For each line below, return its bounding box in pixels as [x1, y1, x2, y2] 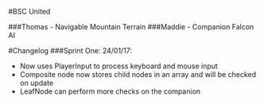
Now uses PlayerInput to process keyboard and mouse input [19, 61, 219, 71]
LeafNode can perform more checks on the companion [19, 87, 201, 96]
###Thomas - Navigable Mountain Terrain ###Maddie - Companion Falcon [8, 22, 254, 31]
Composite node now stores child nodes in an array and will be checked [19, 70, 257, 79]
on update [19, 79, 54, 87]
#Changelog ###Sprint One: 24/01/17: [8, 46, 133, 55]
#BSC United [8, 7, 51, 16]
